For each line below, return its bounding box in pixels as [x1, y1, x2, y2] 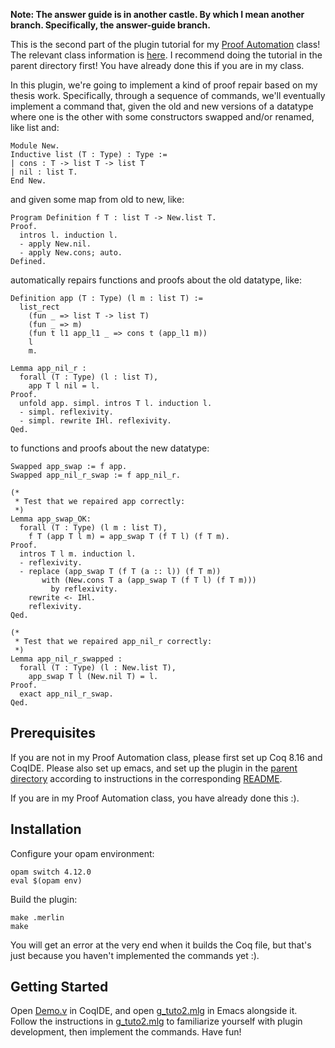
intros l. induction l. [19, 230, 118, 240]
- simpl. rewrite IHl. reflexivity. [19, 416, 172, 426]
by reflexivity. [50, 584, 118, 594]
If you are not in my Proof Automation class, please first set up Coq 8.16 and [10, 751, 323, 763]
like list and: [10, 122, 60, 133]
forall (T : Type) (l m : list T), [19, 523, 168, 533]
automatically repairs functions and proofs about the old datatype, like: [10, 274, 303, 286]
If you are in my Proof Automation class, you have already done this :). [10, 792, 300, 804]
